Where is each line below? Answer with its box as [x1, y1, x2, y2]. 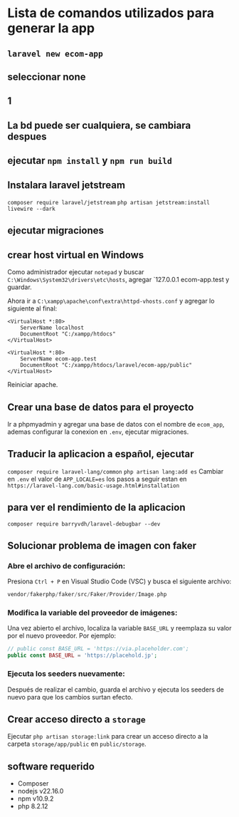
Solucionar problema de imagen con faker [7, 539, 197, 551]
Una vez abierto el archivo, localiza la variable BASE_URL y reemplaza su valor [7, 624, 232, 633]
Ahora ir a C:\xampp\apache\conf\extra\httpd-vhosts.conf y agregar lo [7, 297, 215, 306]
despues [7, 130, 48, 142]
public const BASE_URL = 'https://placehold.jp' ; [7, 652, 158, 660]
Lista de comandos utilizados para [7, 5, 215, 21]
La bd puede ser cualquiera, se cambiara [7, 119, 191, 131]
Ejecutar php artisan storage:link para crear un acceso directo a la [7, 732, 208, 741]
